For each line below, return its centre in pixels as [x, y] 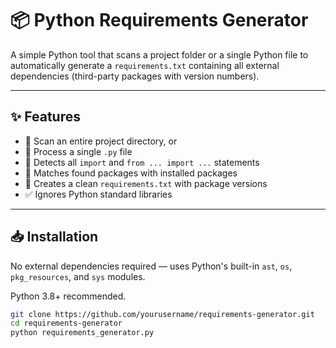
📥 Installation [54, 237]
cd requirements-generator [66, 323]
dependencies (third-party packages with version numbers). [135, 76]
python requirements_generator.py [82, 333]
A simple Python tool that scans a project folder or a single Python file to [159, 54]
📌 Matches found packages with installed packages [131, 173]
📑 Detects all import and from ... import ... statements [142, 162]
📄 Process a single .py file [78, 151]
